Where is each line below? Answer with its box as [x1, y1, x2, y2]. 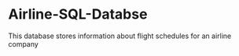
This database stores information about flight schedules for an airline [8, 31, 232, 40]
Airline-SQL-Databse [8, 5, 148, 23]
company [8, 39, 39, 48]
